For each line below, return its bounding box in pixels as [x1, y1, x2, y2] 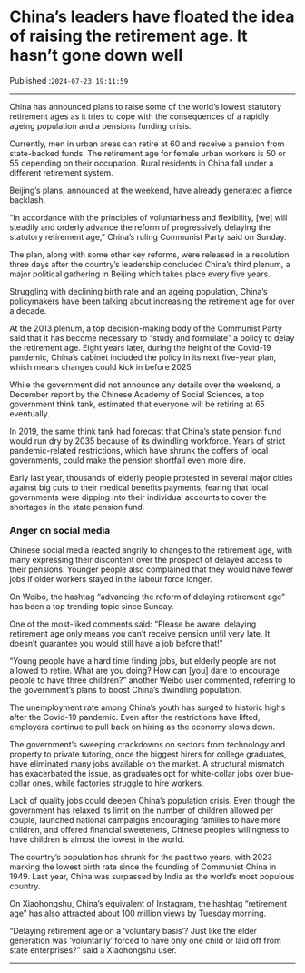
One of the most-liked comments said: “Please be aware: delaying [9, 618, 257, 629]
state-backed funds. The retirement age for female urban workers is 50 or [9, 147, 286, 158]
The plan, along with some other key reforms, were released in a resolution [9, 248, 290, 260]
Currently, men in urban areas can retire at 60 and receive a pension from [9, 138, 285, 149]
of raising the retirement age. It [9, 25, 248, 46]
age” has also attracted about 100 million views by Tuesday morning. [9, 908, 267, 919]
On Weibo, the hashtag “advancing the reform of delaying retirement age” [9, 591, 286, 602]
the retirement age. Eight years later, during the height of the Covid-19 [9, 342, 271, 353]
